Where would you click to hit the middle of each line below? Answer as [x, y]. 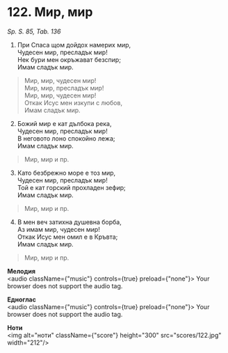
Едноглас [22, 299]
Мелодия [22, 271]
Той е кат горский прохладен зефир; [72, 187]
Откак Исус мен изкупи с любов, [73, 102]
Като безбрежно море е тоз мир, [66, 173]
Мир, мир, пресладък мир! [64, 88]
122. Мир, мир [50, 12]
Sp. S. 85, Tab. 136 [34, 31]
